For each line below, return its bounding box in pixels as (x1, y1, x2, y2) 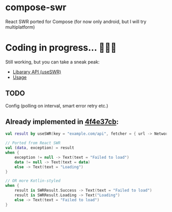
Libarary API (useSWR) (12, 69, 61, 75)
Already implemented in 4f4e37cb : (5, 117, 119, 126)
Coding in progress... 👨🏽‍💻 (5, 42, 117, 54)
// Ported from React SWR (5, 140, 60, 146)
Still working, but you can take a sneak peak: (5, 58, 100, 65)
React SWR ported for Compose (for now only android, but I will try (5, 18, 147, 25)
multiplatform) (5, 24, 35, 30)
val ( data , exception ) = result (5, 145, 74, 151)
